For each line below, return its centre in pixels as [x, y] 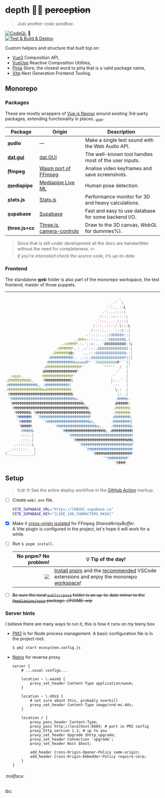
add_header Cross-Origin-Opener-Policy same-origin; [85, 752]
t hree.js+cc [21, 228]
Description [121, 132]
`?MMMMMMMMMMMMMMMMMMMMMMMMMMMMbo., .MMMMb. [69, 399]
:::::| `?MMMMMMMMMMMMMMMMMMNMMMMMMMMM [77, 435]
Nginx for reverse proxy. [37, 657]
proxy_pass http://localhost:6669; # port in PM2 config [89, 727]
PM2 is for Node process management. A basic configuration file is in [82, 634]
